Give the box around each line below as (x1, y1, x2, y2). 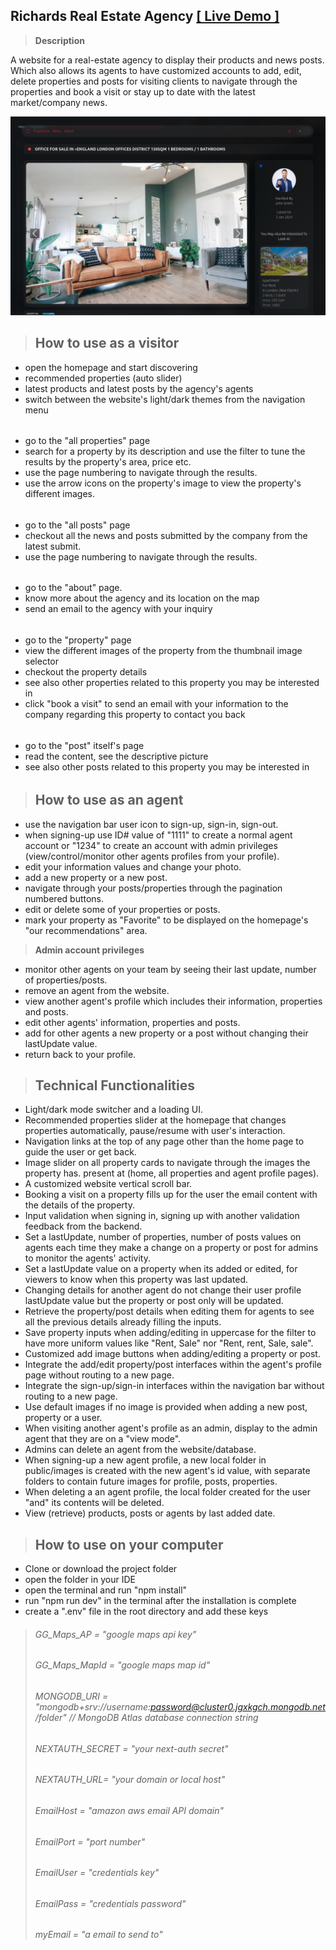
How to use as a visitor (34, 335, 180, 352)
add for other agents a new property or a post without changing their (24, 1027, 309, 1039)
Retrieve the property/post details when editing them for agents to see (24, 1305, 315, 1318)
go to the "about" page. (24, 582, 123, 594)
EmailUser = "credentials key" (34, 1867, 160, 1879)
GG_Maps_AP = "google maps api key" (34, 1628, 197, 1640)
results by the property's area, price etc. (24, 456, 192, 468)
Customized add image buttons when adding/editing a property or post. (24, 1348, 321, 1360)
